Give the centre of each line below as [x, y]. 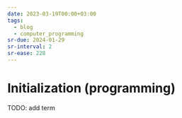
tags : [15, 20]
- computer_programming [49, 34]
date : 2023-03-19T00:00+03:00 [52, 14]
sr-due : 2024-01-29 [36, 40]
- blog [23, 27]
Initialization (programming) [91, 88]
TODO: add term [31, 107]
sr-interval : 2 [30, 47]
